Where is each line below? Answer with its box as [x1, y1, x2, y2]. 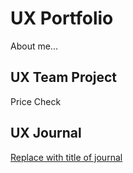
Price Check [10, 95, 62, 107]
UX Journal [10, 125, 82, 142]
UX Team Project [10, 69, 118, 86]
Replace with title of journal [10, 151, 123, 163]
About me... [10, 40, 58, 52]
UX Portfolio [10, 7, 114, 30]
